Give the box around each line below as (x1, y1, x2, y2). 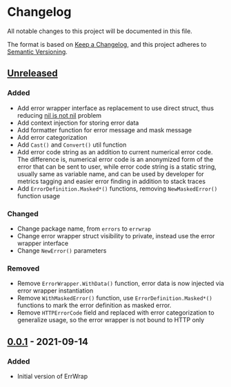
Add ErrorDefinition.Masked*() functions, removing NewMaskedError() (17, 184, 218, 193)
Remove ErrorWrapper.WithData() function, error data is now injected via (17, 280, 224, 288)
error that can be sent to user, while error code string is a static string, (17, 163, 217, 171)
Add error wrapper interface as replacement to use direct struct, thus (17, 104, 214, 112)
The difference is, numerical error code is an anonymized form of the (17, 155, 214, 163)
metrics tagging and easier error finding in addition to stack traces (17, 177, 205, 185)
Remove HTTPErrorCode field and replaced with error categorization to (17, 308, 215, 317)
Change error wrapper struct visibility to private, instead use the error (17, 231, 215, 240)
